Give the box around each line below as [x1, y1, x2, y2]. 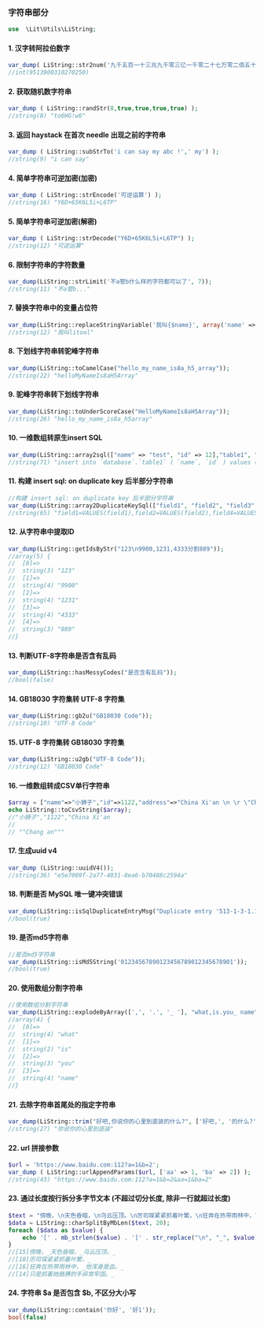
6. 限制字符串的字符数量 [8, 260, 86, 269]
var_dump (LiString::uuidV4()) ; [8, 864, 114, 872]
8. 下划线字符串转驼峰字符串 [8, 347, 100, 356]
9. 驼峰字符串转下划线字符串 [8, 390, 100, 399]
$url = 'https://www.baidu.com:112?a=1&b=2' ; [8, 1161, 159, 1169]
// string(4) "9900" [8, 581, 79, 590]
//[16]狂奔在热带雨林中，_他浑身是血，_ [8, 1263, 124, 1271]
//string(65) [8, 509, 51, 517]
